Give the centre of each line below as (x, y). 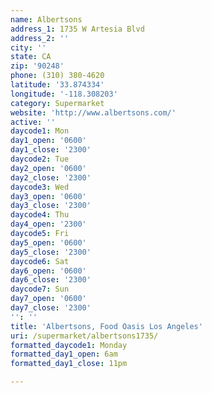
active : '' (33, 122)
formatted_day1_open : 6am (64, 354)
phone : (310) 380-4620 (57, 76)
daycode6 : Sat (40, 261)
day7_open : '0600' (48, 299)
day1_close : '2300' (51, 150)
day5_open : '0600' (48, 242)
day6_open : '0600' (48, 271)
